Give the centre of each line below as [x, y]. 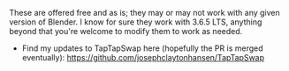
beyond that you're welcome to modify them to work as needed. [126, 31]
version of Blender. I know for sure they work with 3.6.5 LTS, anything [136, 22]
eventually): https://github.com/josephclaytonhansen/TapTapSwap [143, 57]
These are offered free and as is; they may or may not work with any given [144, 13]
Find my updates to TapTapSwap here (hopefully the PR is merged [142, 48]
